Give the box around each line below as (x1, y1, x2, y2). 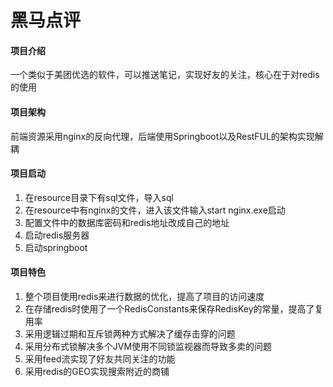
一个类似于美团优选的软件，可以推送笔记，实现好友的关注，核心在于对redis (10, 69, 320, 81)
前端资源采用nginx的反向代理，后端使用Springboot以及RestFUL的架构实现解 (10, 130, 324, 142)
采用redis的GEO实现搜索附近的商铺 (24, 366, 170, 377)
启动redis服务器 (24, 229, 90, 241)
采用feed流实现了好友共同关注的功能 (24, 353, 176, 365)
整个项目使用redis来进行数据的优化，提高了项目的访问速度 (24, 291, 265, 302)
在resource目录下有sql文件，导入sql (24, 191, 174, 203)
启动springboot (24, 241, 88, 253)
